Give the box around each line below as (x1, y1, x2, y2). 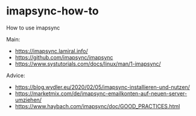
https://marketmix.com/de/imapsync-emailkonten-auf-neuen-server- (14, 90, 188, 97)
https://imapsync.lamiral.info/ (14, 47, 89, 55)
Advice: (6, 72, 25, 79)
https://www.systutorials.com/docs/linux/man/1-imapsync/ (14, 60, 161, 67)
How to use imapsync (6, 24, 60, 31)
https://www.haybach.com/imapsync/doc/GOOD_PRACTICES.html (14, 102, 180, 109)
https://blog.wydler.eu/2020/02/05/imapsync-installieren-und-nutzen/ (14, 83, 190, 91)
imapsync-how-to (6, 4, 99, 18)
